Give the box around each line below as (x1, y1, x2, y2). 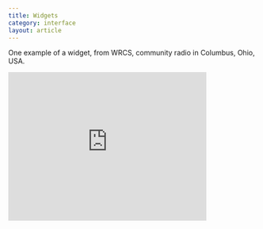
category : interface (8, 19, 77, 27)
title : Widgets (8, 11, 59, 20)
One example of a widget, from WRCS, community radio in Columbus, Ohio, (8, 48, 255, 58)
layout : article (8, 26, 62, 34)
